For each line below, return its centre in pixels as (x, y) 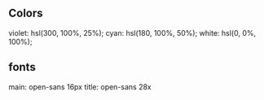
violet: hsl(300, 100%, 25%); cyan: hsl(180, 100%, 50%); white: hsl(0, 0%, (132, 33)
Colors (26, 13)
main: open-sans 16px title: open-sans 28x (80, 87)
